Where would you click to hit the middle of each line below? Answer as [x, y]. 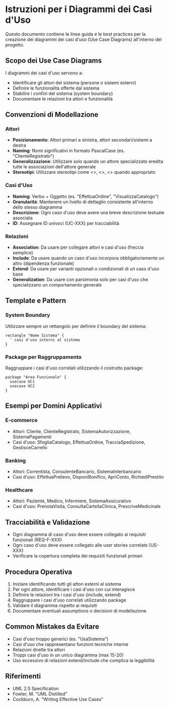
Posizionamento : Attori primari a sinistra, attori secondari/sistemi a [82, 140]
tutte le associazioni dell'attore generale [54, 167]
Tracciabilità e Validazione [48, 522]
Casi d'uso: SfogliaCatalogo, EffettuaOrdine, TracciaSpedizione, [79, 442]
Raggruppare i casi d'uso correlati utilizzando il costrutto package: [74, 368]
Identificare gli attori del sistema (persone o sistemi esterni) [74, 82]
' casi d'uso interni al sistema [45, 340]
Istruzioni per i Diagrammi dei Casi [79, 9]
